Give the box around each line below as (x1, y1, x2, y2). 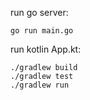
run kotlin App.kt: (10, 43, 82, 55)
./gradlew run (10, 80, 70, 90)
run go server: (10, 7, 69, 18)
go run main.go (10, 26, 74, 36)
